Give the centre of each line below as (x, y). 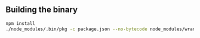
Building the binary (42, 10)
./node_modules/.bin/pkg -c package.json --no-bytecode (76, 29)
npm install (20, 23)
